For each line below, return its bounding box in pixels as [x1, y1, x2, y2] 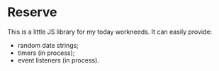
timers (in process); [17, 49, 75, 57]
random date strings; [17, 41, 79, 49]
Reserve [7, 4, 57, 20]
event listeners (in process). [17, 56, 99, 64]
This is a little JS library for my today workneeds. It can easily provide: [7, 27, 213, 36]
